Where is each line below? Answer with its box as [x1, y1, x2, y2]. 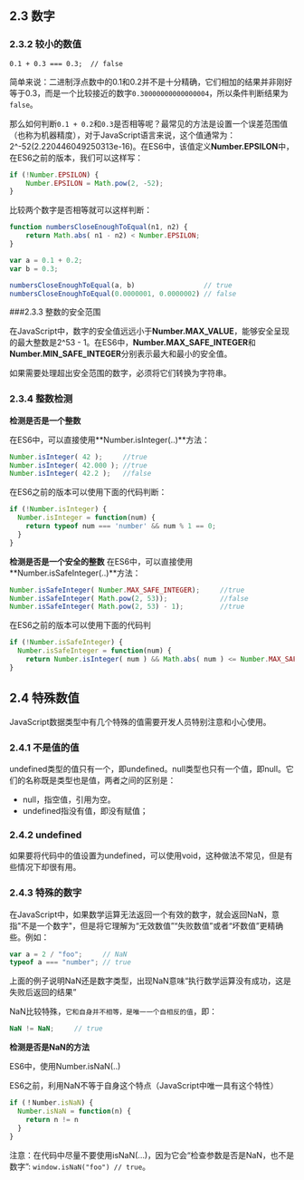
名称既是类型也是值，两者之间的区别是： [24, 774, 176, 786]
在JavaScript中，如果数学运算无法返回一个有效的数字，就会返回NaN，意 [9, 909, 280, 920]
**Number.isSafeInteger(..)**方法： [9, 567, 141, 578]
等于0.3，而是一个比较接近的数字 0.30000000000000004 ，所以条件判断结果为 [9, 87, 289, 98]
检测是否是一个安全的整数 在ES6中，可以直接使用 [9, 556, 194, 566]
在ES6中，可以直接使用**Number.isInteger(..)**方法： [9, 434, 211, 445]
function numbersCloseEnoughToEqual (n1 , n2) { [9, 223, 188, 232]
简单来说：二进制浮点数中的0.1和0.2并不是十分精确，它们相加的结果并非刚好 [9, 76, 293, 87]
